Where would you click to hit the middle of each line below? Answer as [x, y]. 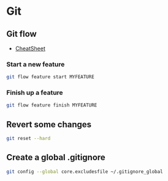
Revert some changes [49, 124]
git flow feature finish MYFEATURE [52, 105]
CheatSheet [30, 48]
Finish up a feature [35, 93]
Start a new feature [36, 64]
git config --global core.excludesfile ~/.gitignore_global [85, 172]
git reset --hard [29, 139]
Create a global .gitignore [56, 157]
